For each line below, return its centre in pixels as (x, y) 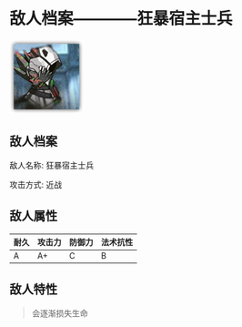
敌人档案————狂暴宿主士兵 (121, 19)
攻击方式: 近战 (35, 184)
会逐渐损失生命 (60, 313)
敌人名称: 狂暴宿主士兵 (51, 165)
